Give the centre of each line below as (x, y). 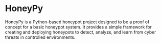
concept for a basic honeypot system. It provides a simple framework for (79, 27)
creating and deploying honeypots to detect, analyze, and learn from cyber (80, 32)
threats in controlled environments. (40, 37)
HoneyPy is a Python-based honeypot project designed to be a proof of (77, 22)
